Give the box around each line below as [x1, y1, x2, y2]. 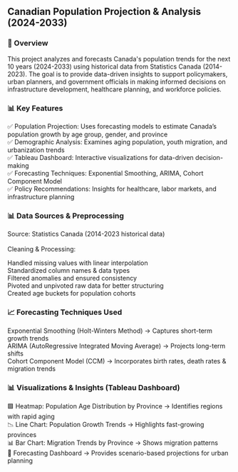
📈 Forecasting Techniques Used [7, 307, 123, 317]
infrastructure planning [7, 192, 75, 201]
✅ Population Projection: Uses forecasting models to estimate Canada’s [7, 121, 217, 131]
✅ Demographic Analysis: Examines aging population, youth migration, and [7, 137, 228, 146]
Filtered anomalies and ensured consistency [7, 274, 138, 283]
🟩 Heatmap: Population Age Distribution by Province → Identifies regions [7, 401, 223, 410]
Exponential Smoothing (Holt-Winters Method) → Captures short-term [7, 326, 212, 335]
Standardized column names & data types [7, 266, 130, 275]
